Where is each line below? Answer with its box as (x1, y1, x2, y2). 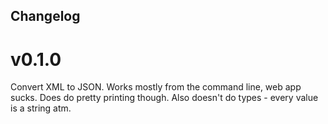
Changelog (10, 8, 81, 25)
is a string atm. (10, 102, 72, 114)
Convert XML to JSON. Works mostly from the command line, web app (10, 81, 302, 93)
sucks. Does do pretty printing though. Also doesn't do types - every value (10, 92, 319, 104)
